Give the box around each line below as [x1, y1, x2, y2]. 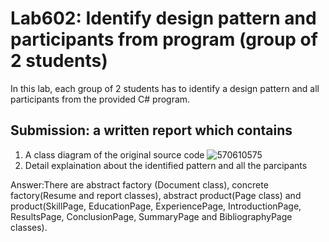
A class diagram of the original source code [24, 148, 205, 161]
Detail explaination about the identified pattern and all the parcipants [24, 159, 308, 171]
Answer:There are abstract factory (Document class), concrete [10, 178, 269, 191]
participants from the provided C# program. [10, 93, 191, 105]
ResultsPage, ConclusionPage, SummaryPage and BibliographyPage [10, 210, 293, 222]
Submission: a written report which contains [10, 122, 293, 139]
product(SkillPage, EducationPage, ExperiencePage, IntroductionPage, [10, 200, 302, 212]
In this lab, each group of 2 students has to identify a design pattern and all [10, 82, 320, 94]
